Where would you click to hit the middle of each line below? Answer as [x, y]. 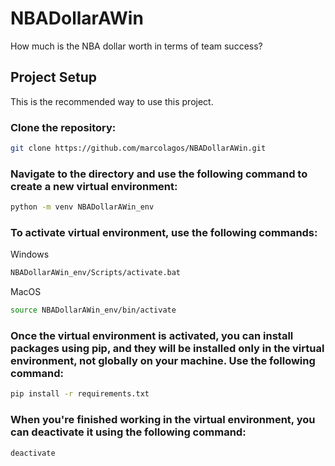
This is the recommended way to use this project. [112, 101]
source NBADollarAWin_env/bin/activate [93, 310]
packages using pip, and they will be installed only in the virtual [167, 349]
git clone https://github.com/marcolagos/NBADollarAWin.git [138, 148]
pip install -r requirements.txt [80, 394]
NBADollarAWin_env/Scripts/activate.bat [96, 273]
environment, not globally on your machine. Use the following [163, 361]
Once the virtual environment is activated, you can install [152, 336]
